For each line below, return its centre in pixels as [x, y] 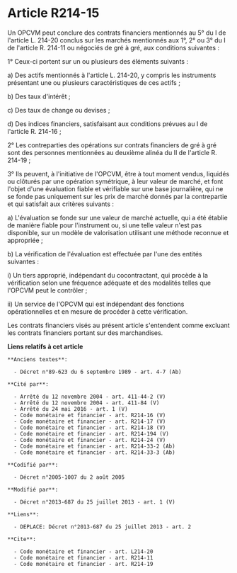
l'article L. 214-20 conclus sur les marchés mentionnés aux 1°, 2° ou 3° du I [116, 40]
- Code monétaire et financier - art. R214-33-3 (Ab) [94, 452]
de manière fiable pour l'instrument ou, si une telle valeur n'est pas [105, 225]
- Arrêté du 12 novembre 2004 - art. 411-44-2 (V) [90, 397]
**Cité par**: [28, 384]
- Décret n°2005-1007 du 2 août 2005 [69, 477]
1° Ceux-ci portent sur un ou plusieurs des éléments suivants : [98, 61]
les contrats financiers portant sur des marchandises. [85, 333]
